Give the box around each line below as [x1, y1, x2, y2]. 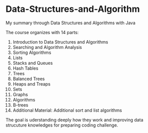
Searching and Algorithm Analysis [12, 44, 82, 50]
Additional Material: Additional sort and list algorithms [12, 107, 122, 113]
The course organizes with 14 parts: [5, 29, 79, 35]
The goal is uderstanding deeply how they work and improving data [5, 117, 144, 123]
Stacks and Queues [12, 60, 53, 66]
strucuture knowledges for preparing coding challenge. [5, 122, 118, 128]
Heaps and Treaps [12, 81, 51, 87]
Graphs [12, 91, 28, 97]
